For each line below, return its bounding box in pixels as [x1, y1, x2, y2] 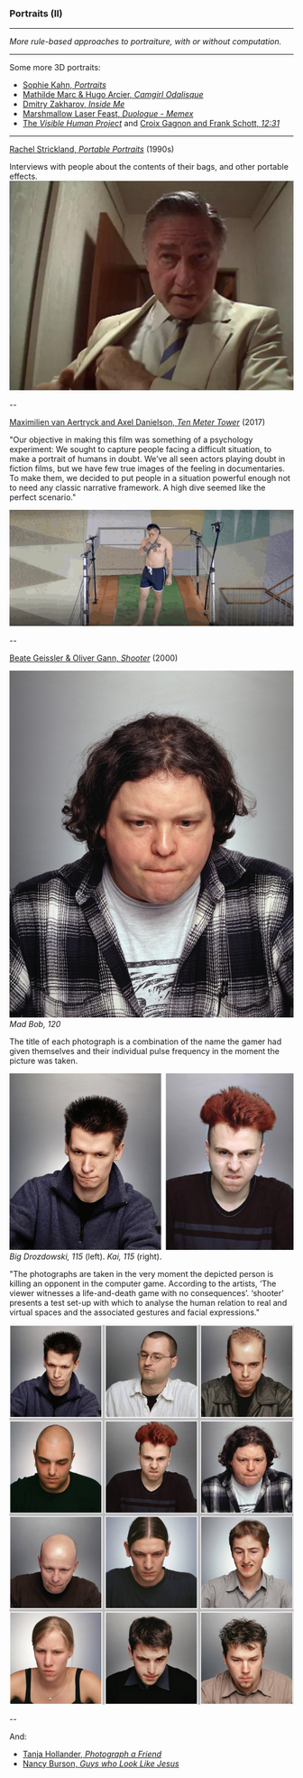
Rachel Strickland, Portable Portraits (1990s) [9, 144, 175, 155]
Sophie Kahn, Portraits [22, 79, 106, 90]
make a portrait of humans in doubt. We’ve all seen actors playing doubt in [9, 453, 286, 464]
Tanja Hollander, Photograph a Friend [22, 1748, 162, 1759]
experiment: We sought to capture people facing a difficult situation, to [9, 443, 272, 454]
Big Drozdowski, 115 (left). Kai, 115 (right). [9, 1251, 162, 1262]
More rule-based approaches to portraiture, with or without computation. [9, 36, 282, 47]
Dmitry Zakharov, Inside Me [22, 98, 125, 110]
